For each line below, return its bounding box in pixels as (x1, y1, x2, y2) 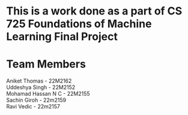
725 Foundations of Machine (6, 17, 152, 31)
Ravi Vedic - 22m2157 (6, 103, 60, 110)
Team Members (6, 57, 86, 71)
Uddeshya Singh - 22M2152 (6, 84, 76, 91)
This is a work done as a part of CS (6, 4, 183, 18)
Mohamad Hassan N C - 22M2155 (6, 90, 90, 98)
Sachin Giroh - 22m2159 (6, 96, 67, 104)
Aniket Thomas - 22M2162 (6, 77, 72, 85)
